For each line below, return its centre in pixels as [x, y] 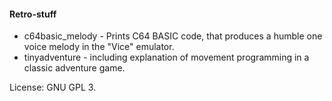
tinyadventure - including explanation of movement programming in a [166, 57]
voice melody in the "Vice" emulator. [99, 47]
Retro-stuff [33, 14]
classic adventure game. [74, 68]
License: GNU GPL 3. [53, 87]
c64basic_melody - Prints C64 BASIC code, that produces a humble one [173, 36]
